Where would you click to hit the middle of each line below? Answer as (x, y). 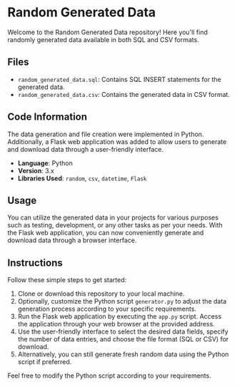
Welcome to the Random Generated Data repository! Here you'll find (108, 32)
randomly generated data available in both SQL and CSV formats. (104, 39)
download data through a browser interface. (72, 240)
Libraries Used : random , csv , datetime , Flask (82, 178)
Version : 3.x (36, 170)
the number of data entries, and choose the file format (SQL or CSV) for (123, 339)
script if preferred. (45, 362)
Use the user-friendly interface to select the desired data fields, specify (123, 331)
